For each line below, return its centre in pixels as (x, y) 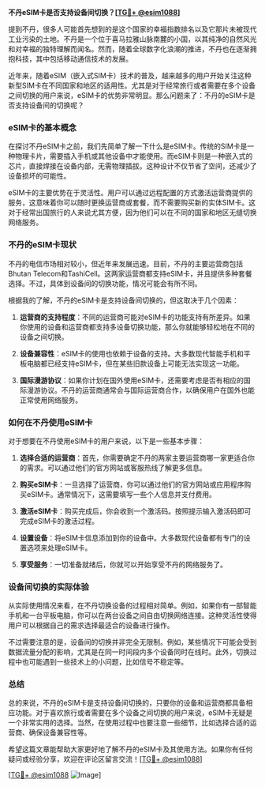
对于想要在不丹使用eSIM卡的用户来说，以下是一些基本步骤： (106, 441)
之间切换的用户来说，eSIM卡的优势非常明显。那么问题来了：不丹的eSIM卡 (129, 95)
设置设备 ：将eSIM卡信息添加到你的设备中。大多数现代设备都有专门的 (132, 537)
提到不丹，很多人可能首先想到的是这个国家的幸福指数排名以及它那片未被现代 (132, 29)
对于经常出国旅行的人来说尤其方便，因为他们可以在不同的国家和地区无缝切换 (132, 213)
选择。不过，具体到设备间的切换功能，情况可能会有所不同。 (105, 283)
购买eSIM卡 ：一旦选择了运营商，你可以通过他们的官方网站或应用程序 (132, 484)
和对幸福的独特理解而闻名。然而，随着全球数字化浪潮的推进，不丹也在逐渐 (129, 49)
